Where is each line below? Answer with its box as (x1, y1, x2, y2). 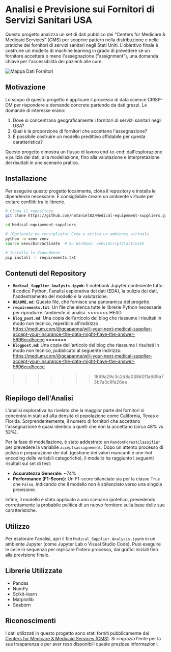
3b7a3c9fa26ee (94, 379, 127, 385)
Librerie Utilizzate (5, 566, 63, 575)
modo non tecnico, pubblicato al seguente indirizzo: (12, 347, 122, 354)
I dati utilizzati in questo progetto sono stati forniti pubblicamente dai (5, 630, 149, 636)
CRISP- (147, 96, 163, 102)
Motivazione (5, 83, 46, 92)
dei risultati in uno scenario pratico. (5, 159, 79, 166)
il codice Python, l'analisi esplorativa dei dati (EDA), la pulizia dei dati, (12, 288, 158, 294)
